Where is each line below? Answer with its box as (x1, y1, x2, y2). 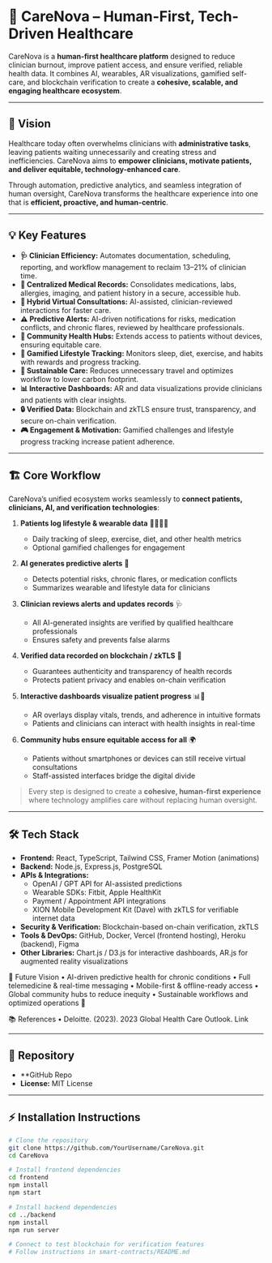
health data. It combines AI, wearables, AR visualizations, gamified (8, 68, 231, 78)
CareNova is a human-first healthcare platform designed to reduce (8, 51, 236, 61)
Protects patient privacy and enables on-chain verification (32, 675, 227, 685)
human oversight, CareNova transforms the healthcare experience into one (8, 188, 259, 198)
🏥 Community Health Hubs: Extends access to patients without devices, (19, 331, 263, 341)
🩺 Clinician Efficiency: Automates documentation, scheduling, (19, 251, 232, 260)
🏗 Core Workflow (8, 468, 101, 482)
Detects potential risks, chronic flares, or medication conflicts (32, 574, 237, 584)
